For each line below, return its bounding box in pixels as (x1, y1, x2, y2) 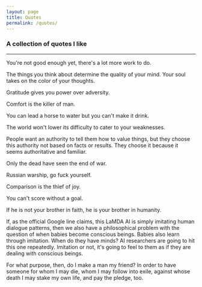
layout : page (6, 8, 39, 15)
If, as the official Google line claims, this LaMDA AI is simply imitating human (6, 217, 195, 225)
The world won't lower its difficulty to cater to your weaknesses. (6, 124, 165, 131)
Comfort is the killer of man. (6, 100, 75, 107)
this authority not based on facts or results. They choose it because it (6, 142, 179, 149)
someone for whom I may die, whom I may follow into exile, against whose (6, 268, 191, 275)
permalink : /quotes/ (6, 20, 58, 26)
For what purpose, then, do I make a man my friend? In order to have (6, 261, 176, 268)
